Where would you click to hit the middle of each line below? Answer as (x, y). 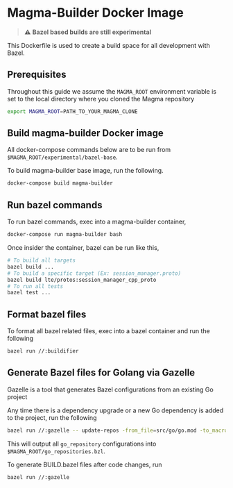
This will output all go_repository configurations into (82, 444)
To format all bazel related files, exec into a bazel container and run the (109, 331)
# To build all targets (42, 260)
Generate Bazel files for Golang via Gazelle (101, 373)
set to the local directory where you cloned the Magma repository (101, 99)
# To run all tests (35, 286)
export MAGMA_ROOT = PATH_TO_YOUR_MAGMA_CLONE (72, 111)
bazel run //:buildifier (43, 351)
